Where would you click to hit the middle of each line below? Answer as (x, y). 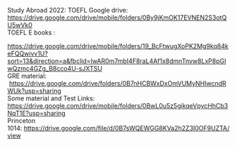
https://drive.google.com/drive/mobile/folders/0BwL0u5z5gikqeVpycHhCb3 (118, 106)
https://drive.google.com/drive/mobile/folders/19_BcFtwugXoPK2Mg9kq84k (118, 46)
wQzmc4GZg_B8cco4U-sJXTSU (55, 68)
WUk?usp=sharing (34, 91)
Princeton (22, 121)
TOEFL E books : (31, 32)
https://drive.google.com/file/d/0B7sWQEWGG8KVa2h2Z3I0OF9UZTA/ (127, 128)
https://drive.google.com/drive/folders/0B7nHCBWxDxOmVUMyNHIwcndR (118, 83)
